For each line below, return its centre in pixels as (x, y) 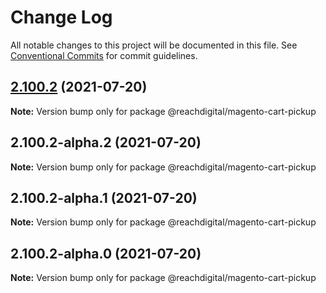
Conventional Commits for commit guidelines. (104, 55)
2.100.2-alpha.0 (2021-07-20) (106, 253)
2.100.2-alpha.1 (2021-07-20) (104, 197)
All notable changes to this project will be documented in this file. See (154, 45)
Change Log (61, 17)
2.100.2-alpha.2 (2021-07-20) (106, 142)
